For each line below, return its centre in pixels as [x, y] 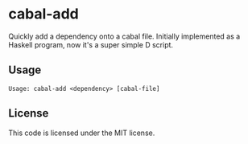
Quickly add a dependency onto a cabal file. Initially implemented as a [124, 36]
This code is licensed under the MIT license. [82, 133]
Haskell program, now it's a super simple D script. [91, 44]
